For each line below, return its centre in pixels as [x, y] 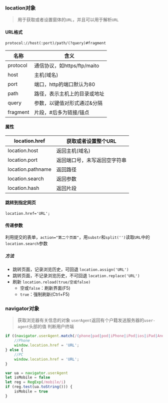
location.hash [23, 188]
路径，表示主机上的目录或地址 [69, 93]
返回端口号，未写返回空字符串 [91, 160]
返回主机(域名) [73, 151]
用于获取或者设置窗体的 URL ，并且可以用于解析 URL [68, 20]
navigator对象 [22, 308]
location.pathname [29, 169]
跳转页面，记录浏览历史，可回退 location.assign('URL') [70, 269]
